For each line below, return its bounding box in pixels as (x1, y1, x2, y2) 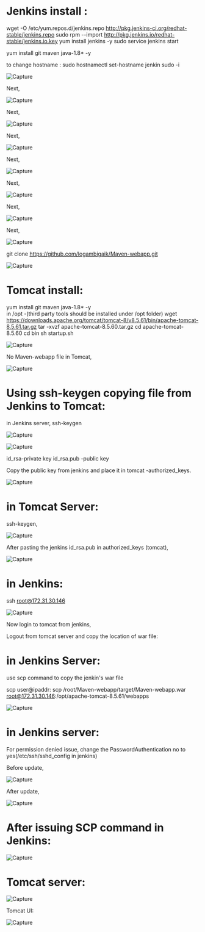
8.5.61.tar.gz (6, 323, 37, 330)
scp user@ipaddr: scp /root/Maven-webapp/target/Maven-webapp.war (6, 686, 186, 693)
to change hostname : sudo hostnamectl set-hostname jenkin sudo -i (6, 61, 180, 68)
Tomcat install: (6, 284, 84, 297)
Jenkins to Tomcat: (6, 400, 106, 413)
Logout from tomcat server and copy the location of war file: (6, 633, 159, 640)
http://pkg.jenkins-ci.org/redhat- (106, 24, 187, 32)
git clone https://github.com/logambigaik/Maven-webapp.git (6, 250, 159, 257)
